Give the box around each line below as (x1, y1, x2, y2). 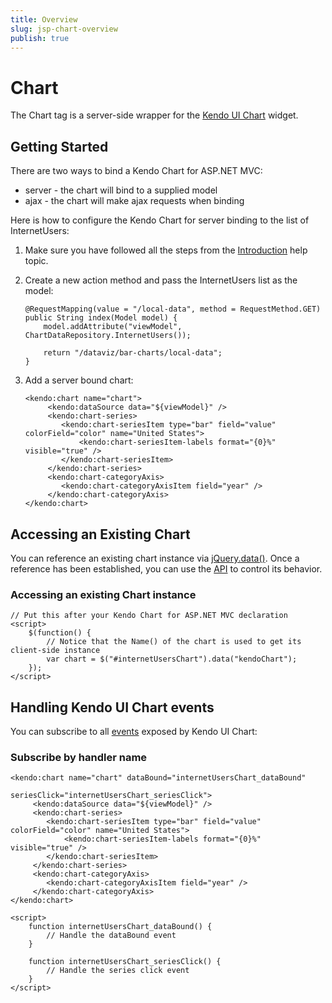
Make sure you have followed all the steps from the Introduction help (24, 244, 308, 256)
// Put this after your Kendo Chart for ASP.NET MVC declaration (10, 611, 288, 621)
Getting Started (10, 138, 109, 155)
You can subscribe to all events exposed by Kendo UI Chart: (10, 726, 258, 738)
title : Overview (10, 14, 78, 25)
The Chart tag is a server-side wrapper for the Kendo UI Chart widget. (10, 109, 299, 121)
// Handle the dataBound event (46, 931, 177, 941)
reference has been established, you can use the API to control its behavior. (10, 562, 323, 575)
